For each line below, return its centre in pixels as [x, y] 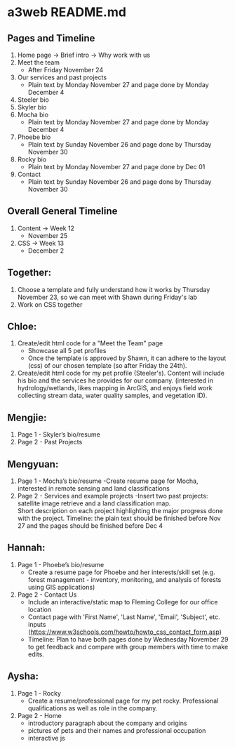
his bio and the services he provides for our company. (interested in [115, 380]
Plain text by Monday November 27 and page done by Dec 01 [116, 167]
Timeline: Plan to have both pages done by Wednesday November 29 [128, 639]
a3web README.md [67, 12]
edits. [36, 654]
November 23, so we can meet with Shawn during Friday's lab [107, 297]
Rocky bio [32, 159]
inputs [37, 624]
